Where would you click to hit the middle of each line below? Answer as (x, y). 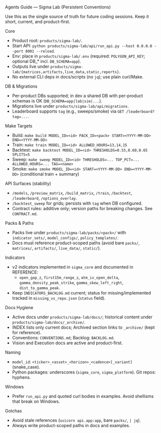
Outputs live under (31, 66)
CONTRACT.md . (25, 214)
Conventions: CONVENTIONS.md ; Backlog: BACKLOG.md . (63, 338)
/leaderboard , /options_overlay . (45, 198)
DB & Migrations (21, 86)
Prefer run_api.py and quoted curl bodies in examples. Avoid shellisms (83, 396)
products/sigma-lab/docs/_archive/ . (49, 322)
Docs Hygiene (19, 307)
